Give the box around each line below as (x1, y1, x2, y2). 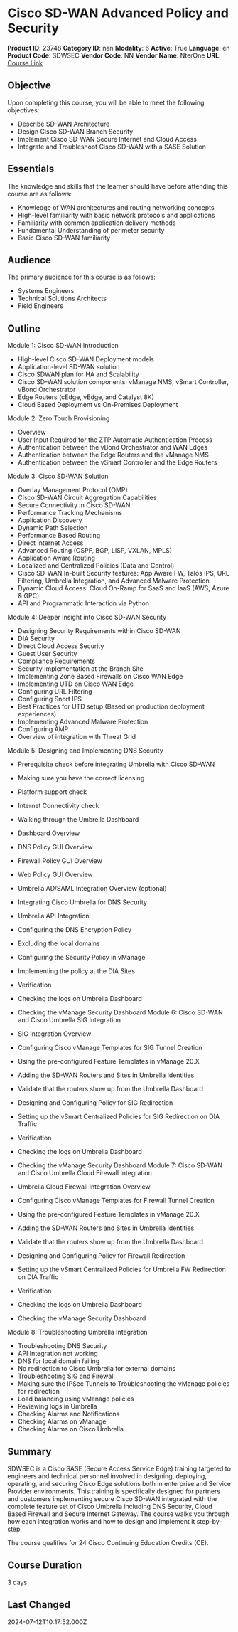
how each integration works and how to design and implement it (7, 1517, 195, 1525)
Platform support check (17, 788, 87, 796)
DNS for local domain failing (17, 1357, 100, 1365)
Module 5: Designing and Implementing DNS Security (7, 746, 163, 755)
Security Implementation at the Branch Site (17, 664, 144, 673)
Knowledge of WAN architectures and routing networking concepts (17, 203, 215, 211)
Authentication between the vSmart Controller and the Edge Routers (17, 458, 217, 467)
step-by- (196, 1517, 222, 1525)
